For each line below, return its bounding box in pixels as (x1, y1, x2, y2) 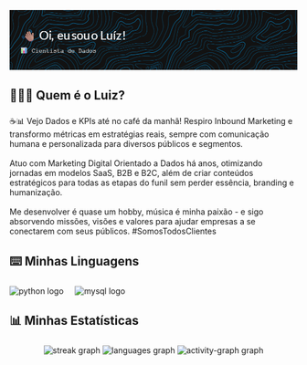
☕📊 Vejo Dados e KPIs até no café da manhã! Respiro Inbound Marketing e (9, 116, 293, 127)
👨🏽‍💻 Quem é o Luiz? (9, 88, 126, 103)
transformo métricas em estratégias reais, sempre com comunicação (9, 129, 270, 140)
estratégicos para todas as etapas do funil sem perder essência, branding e (9, 177, 294, 188)
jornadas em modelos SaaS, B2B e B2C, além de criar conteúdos (9, 168, 254, 179)
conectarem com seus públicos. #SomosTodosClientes (9, 225, 217, 237)
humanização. (9, 187, 63, 198)
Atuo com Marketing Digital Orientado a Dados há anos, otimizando (9, 158, 263, 169)
